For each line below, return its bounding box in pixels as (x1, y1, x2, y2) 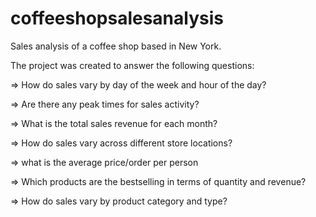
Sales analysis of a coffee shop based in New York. (10, 40, 222, 52)
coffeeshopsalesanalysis (10, 7, 224, 30)
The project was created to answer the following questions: (10, 59, 255, 71)
